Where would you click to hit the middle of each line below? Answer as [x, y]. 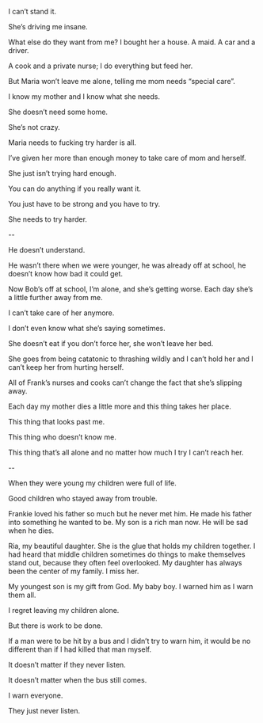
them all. [22, 595]
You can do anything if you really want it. [74, 188]
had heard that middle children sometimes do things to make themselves [127, 554]
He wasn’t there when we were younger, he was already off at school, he [128, 265]
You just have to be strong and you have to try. [84, 204]
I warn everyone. [36, 695]
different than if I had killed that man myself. [80, 649]
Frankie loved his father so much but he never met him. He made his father [130, 514]
